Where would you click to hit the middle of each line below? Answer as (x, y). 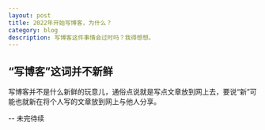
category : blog (33, 30)
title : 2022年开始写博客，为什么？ (60, 23)
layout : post (30, 15)
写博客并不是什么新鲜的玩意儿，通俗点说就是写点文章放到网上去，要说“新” (129, 92)
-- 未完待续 (26, 118)
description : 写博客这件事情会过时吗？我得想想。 (81, 37)
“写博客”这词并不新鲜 (61, 71)
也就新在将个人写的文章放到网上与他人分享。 (87, 102)
